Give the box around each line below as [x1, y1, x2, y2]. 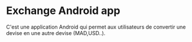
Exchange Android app [6, 4, 121, 17]
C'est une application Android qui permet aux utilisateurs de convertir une [6, 23, 186, 30]
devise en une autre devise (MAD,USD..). [6, 29, 106, 36]
